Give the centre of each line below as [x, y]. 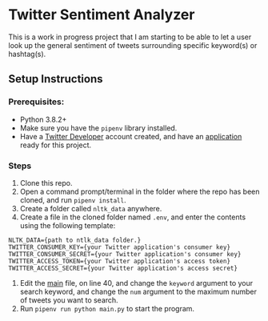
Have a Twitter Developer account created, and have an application [131, 136]
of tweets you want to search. [69, 300]
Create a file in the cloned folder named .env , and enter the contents [133, 217]
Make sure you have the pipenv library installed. [98, 128]
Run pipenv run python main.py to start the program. [107, 308]
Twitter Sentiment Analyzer [102, 15]
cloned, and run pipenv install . [73, 200]
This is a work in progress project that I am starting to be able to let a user [130, 37]
